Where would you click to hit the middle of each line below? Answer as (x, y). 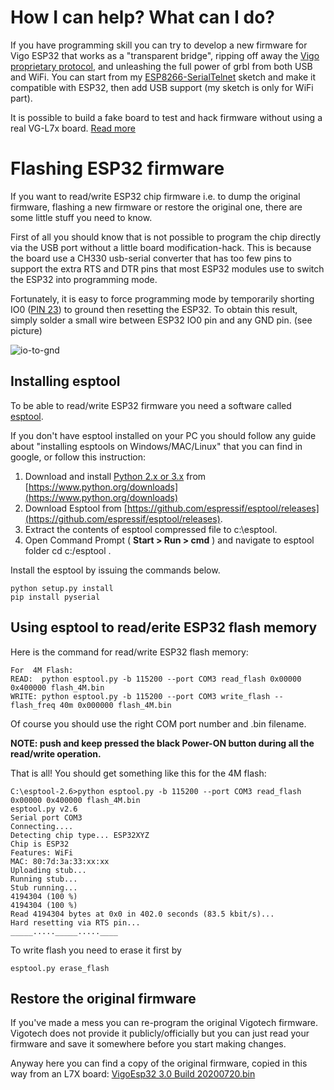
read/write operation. (56, 753)
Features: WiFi (42, 852)
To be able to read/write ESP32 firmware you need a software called (151, 405)
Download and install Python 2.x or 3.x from (115, 476)
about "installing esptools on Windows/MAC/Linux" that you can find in (156, 446)
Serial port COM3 (46, 817)
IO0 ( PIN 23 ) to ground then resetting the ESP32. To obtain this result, (154, 309)
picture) (26, 330)
